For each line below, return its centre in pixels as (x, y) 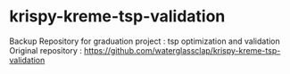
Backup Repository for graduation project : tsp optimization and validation (145, 41)
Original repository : (46, 50)
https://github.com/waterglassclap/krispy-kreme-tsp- (182, 50)
